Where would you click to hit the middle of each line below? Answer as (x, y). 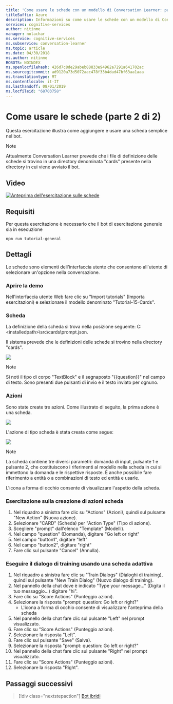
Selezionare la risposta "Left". (45, 635)
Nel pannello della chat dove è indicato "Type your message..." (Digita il (89, 586)
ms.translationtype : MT (31, 77)
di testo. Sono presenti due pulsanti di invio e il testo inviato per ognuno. (82, 382)
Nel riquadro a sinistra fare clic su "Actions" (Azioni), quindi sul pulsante (89, 512)
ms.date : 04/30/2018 (28, 53)
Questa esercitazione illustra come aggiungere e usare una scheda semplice (87, 131)
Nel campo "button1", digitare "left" (50, 540)
